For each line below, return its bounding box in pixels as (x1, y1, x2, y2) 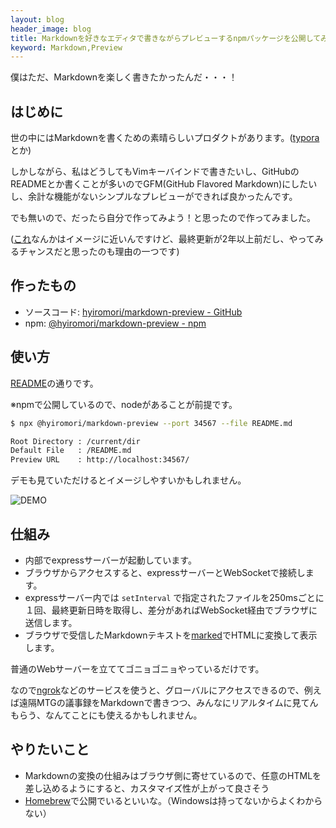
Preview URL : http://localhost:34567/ (10, 455, 190, 465)
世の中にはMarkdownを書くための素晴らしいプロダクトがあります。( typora (10, 132, 320, 144)
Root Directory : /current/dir (10, 436, 141, 446)
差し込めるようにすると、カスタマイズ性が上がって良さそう (24, 782, 270, 794)
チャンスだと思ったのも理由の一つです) (18, 246, 180, 258)
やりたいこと (10, 741, 90, 758)
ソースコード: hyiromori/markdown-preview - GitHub (24, 306, 243, 318)
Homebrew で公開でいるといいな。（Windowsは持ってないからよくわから (24, 794, 323, 806)
